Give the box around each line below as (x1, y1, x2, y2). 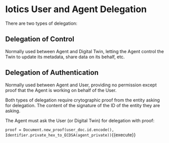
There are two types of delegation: (5, 20, 77, 26)
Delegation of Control (5, 35, 74, 43)
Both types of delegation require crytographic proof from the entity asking (5, 97, 160, 103)
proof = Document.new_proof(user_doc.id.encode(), (5, 127, 114, 132)
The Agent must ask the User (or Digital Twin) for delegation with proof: (5, 117, 155, 123)
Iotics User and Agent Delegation (5, 4, 147, 15)
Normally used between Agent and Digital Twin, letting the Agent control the (5, 48, 164, 54)
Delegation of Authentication (5, 68, 99, 77)
